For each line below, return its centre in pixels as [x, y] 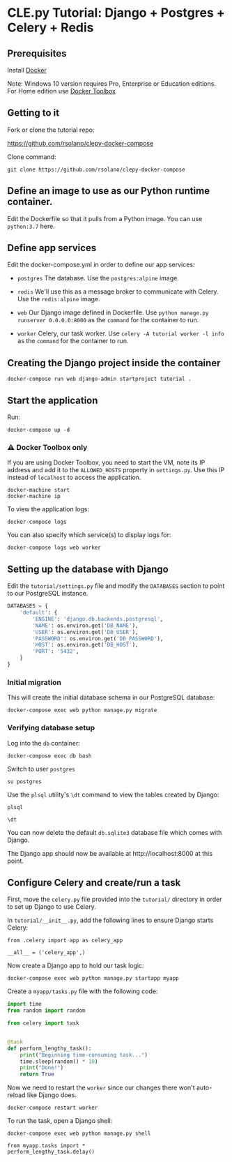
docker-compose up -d [39, 430]
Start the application [53, 400]
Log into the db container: [44, 743]
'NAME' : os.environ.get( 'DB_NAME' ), [85, 626]
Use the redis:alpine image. [59, 299]
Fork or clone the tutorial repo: [51, 130]
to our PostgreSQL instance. [48, 594]
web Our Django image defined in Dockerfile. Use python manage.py [113, 312]
